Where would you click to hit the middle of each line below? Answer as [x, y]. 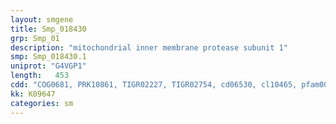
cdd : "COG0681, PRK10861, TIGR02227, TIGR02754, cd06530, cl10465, [154, 85]
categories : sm [42, 103]
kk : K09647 [33, 94]
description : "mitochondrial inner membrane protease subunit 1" [149, 47]
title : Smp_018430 [48, 29]
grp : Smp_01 [35, 38]
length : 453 [40, 76]
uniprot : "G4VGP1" [48, 66]
